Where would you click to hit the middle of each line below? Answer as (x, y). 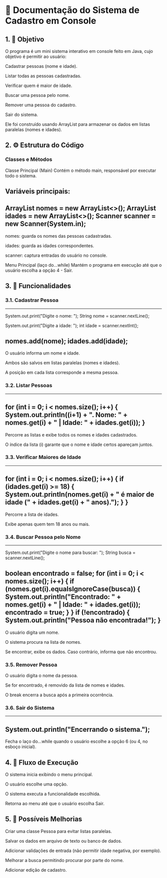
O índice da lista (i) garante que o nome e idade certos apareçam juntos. (79, 444)
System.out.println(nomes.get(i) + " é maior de (80, 495)
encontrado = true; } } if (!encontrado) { (68, 613)
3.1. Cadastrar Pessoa (32, 300)
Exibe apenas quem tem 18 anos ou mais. (47, 524)
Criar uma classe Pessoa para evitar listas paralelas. (59, 831)
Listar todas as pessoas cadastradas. (43, 76)
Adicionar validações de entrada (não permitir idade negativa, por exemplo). (83, 851)
